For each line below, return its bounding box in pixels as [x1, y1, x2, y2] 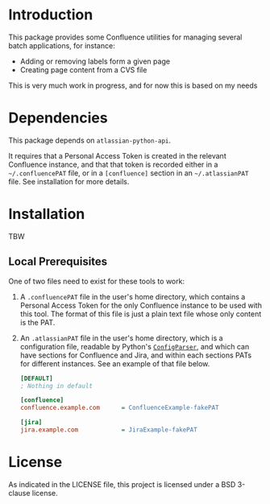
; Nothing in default [19, 382, 93, 390]
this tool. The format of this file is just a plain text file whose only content [19, 308, 262, 319]
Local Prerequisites [8, 255, 108, 269]
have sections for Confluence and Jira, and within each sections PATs [19, 350, 252, 360]
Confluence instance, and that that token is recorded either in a [8, 159, 218, 169]
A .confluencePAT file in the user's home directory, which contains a [19, 291, 246, 301]
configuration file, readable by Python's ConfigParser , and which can [19, 341, 250, 351]
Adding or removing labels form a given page [19, 56, 171, 66]
